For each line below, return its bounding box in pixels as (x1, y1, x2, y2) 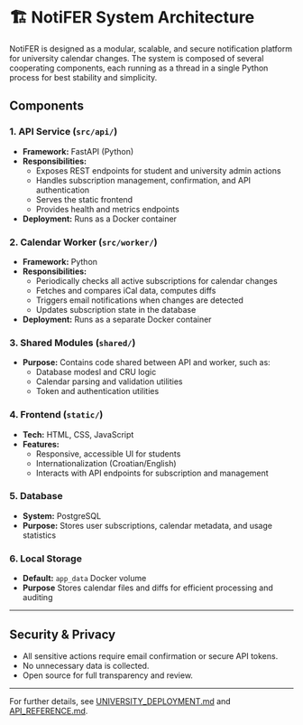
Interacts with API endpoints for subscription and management (35, 467, 269, 478)
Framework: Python (22, 256, 97, 267)
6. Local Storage (9, 552, 83, 565)
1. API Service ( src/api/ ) (9, 126, 118, 138)
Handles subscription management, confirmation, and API (35, 174, 251, 185)
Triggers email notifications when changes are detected (35, 295, 243, 306)
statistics (22, 530, 57, 541)
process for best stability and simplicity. (9, 71, 158, 82)
